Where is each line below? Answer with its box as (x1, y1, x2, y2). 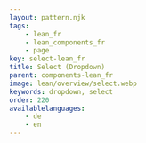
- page (25, 46, 50, 55)
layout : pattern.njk (9, 12, 86, 22)
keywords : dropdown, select (9, 87, 114, 96)
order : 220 (9, 95, 50, 105)
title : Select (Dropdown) (9, 63, 105, 72)
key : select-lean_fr (9, 54, 86, 63)
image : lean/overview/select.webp (9, 79, 138, 88)
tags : (9, 21, 29, 30)
